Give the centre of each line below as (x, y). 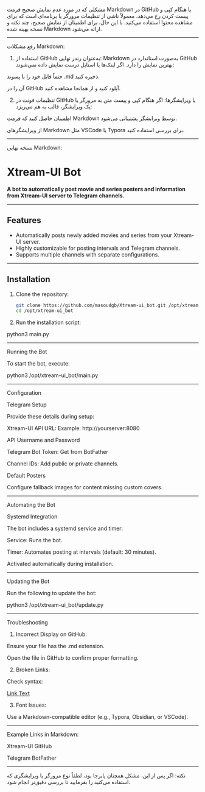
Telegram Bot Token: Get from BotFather (57, 452)
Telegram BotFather (32, 758)
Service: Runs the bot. (35, 540)
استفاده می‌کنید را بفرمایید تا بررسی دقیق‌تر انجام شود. (68, 782)
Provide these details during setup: (51, 417)
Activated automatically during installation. (60, 564)
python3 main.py (28, 334)
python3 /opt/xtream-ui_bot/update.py (55, 605)
